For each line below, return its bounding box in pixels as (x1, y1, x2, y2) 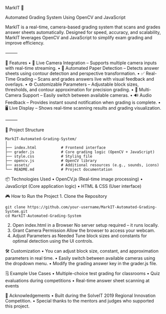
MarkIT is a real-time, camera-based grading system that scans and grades (5, 24, 161, 30)
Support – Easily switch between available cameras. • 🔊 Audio (22, 92, 152, 98)
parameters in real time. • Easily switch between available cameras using (5, 255, 156, 261)
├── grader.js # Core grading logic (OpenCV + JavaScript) (5, 150, 155, 155)
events (5, 283, 19, 289)
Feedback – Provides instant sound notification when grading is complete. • (5, 100, 161, 105)
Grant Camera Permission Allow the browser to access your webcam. (12, 227, 156, 233)
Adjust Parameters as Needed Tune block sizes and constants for (12, 233, 147, 239)
